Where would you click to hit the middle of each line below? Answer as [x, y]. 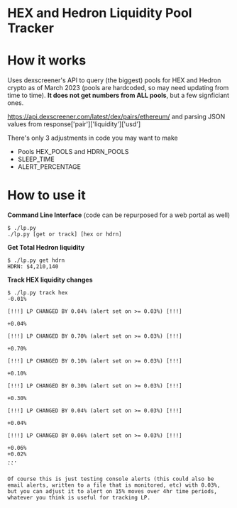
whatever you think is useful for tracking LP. [79, 498]
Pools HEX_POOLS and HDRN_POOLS [73, 152]
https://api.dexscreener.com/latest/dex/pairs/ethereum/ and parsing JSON [116, 117]
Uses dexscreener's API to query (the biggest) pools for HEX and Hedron [114, 80]
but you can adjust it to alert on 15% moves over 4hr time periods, [112, 492]
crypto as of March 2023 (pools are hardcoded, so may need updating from [118, 88]
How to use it [47, 195]
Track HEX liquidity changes [50, 280]
